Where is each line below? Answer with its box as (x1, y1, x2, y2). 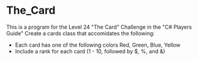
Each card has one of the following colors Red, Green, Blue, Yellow (14, 41, 181, 48)
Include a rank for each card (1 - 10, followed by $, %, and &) (14, 47, 166, 54)
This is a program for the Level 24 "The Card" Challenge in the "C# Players (6, 23, 192, 30)
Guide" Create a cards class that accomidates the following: (6, 29, 155, 36)
